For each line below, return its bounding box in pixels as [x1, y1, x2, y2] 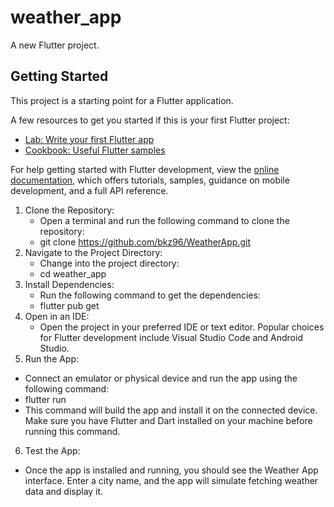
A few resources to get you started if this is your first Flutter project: [10, 114, 290, 126]
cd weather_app [39, 267, 107, 280]
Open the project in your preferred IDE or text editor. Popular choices [39, 321, 325, 333]
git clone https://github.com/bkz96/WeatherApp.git [39, 236, 251, 248]
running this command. [24, 425, 121, 437]
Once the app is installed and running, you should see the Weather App [24, 464, 319, 476]
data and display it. [24, 485, 104, 497]
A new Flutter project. [10, 39, 100, 51]
